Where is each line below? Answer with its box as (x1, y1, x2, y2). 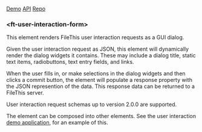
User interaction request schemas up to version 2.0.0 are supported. (6, 101, 177, 108)
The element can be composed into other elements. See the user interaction (6, 113, 197, 120)
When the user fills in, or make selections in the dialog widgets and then (6, 70, 186, 77)
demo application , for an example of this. (6, 119, 109, 126)
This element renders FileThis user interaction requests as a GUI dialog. (6, 34, 184, 41)
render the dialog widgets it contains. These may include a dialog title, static (6, 52, 197, 59)
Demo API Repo (6, 5, 46, 12)
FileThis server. (6, 89, 44, 96)
